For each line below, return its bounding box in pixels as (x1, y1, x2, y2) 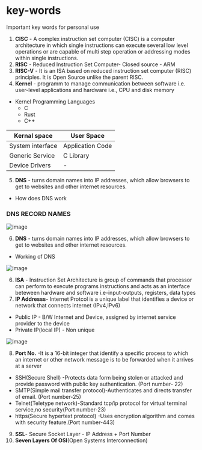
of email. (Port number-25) (14, 393, 81, 401)
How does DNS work (14, 194, 67, 202)
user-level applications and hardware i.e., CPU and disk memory (14, 86, 174, 93)
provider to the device (14, 320, 70, 327)
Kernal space (14, 131, 53, 140)
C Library (63, 151, 90, 159)
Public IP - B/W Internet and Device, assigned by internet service (14, 313, 176, 321)
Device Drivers (9, 161, 51, 169)
